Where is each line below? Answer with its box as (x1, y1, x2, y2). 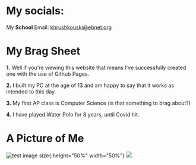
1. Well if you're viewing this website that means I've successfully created (6, 64, 186, 71)
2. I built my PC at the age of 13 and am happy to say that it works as (6, 82, 174, 89)
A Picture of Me (6, 132, 84, 145)
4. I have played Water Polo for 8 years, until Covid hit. (6, 111, 140, 118)
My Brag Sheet (6, 44, 81, 58)
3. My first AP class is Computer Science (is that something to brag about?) (6, 99, 191, 106)
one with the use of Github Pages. (6, 70, 90, 77)
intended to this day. (6, 88, 56, 95)
